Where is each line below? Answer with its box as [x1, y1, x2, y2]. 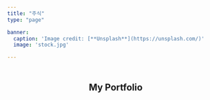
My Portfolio [88, 82, 143, 93]
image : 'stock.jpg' [13, 42, 70, 49]
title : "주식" [7, 10, 45, 17]
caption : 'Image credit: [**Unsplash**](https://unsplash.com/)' [13, 35, 205, 42]
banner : [7, 29, 30, 36]
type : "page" [7, 16, 45, 23]
